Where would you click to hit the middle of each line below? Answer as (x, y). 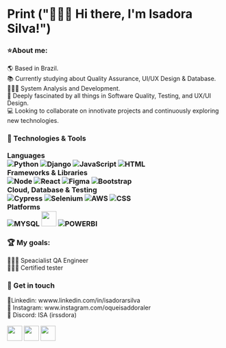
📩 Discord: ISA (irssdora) (42, 315)
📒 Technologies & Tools (47, 139)
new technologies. (33, 121)
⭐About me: (27, 51)
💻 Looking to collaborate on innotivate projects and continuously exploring (113, 111)
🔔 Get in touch (31, 286)
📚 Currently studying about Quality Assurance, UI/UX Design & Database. (112, 79)
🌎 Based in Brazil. (33, 69)
